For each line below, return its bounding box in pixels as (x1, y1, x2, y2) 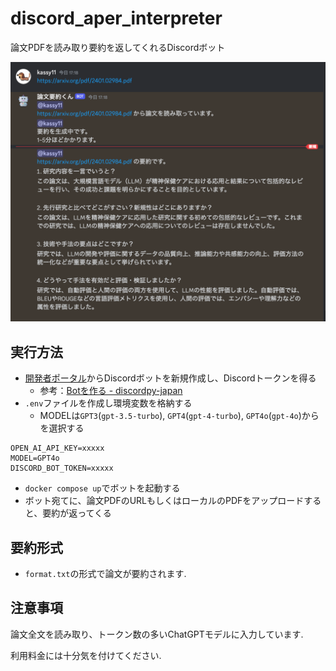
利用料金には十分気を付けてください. (10, 649, 162, 661)
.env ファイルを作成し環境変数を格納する (24, 397, 193, 409)
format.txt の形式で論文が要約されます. (24, 567, 187, 579)
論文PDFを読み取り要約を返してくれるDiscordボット (10, 41, 226, 53)
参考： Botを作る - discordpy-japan (39, 385, 183, 397)
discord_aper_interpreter (10, 7, 223, 30)
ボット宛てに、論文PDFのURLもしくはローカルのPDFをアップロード (24, 495, 305, 507)
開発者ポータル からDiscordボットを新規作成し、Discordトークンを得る (24, 372, 317, 384)
